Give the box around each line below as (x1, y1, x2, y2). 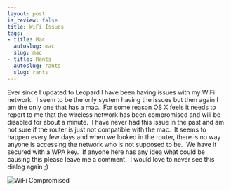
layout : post (7, 10, 46, 17)
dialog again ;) (7, 162, 49, 171)
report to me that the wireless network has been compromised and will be (7, 110, 221, 119)
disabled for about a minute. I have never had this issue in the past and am (7, 118, 225, 126)
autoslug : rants (13, 62, 61, 69)
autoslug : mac (13, 43, 55, 50)
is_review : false (7, 17, 58, 24)
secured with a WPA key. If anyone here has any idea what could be (7, 148, 206, 156)
